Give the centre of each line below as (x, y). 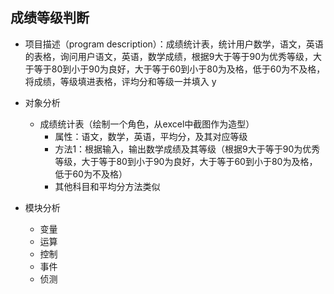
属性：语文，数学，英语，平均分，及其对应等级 (151, 136)
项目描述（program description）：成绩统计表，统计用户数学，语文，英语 (174, 44)
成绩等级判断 (50, 18)
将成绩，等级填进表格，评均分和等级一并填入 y (120, 81)
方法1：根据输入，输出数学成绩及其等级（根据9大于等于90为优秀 (187, 149)
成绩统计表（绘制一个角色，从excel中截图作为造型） (147, 124)
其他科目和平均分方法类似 (107, 186)
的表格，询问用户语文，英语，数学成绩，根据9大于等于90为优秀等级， (168, 56)
